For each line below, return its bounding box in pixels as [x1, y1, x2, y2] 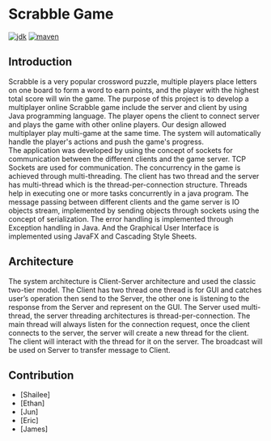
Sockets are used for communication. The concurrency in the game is [8, 163, 241, 172]
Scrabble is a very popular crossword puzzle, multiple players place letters [8, 76, 257, 86]
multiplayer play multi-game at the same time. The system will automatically [8, 128, 261, 138]
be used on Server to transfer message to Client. [8, 345, 171, 354]
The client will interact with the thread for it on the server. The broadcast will [8, 337, 263, 346]
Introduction [8, 55, 73, 69]
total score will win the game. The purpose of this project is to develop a [8, 94, 249, 104]
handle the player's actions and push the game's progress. [8, 137, 205, 146]
